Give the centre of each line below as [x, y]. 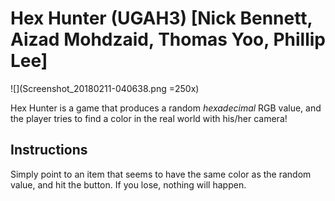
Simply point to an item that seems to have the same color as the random [161, 174]
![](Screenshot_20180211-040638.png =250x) [105, 88]
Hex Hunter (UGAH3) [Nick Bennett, [161, 18]
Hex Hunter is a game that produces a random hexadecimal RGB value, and [166, 108]
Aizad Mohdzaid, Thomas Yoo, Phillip [168, 39]
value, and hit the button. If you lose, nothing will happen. [128, 184]
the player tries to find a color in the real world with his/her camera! [149, 118]
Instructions [49, 150]
